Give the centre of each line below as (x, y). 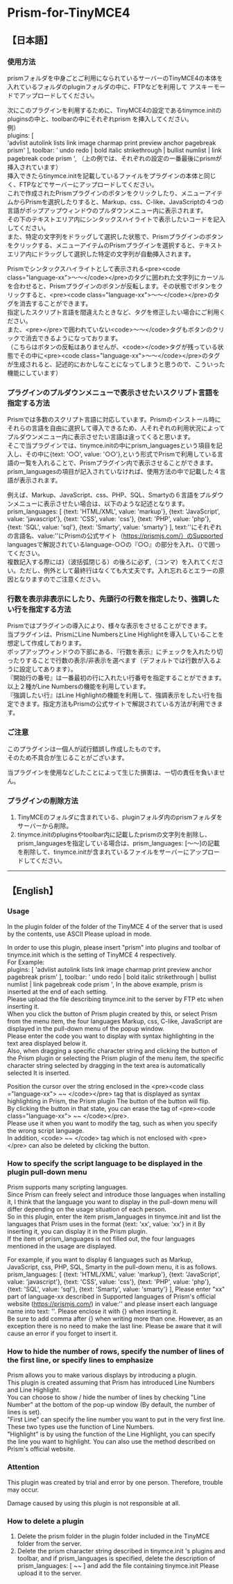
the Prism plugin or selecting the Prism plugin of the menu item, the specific (115, 1058)
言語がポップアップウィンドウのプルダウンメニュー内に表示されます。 (107, 211)
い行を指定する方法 (39, 609)
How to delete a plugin (46, 1521)
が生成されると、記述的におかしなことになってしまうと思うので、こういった (116, 364)
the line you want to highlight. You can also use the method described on (111, 1442)
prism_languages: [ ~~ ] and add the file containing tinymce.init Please (118, 1565)
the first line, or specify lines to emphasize (80, 1360)
